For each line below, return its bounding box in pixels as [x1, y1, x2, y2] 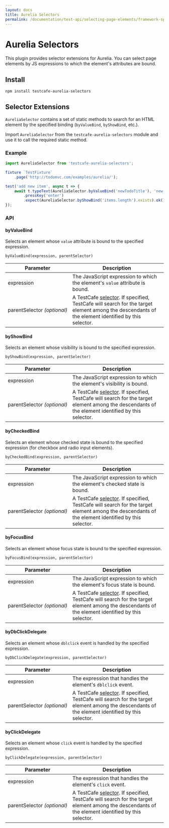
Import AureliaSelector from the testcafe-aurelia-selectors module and [5, 131, 158, 137]
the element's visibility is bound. [72, 380, 148, 387]
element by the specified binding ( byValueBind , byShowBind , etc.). [5, 121, 139, 127]
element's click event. [72, 781, 126, 788]
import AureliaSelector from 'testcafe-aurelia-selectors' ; [5, 161, 134, 166]
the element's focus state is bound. [72, 581, 155, 588]
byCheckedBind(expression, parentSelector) [5, 454, 98, 459]
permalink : [5, 17, 28, 22]
